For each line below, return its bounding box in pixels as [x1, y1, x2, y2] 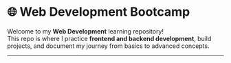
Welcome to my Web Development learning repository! [7, 27, 164, 35]
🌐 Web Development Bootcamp [7, 4, 190, 20]
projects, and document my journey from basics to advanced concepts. [7, 42, 210, 50]
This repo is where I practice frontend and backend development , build [7, 34, 212, 42]
